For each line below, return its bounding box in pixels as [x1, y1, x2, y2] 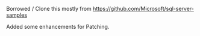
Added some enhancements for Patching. [6, 23, 110, 30]
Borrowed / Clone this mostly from [6, 5, 92, 12]
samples [6, 11, 28, 19]
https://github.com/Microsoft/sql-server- [92, 5, 195, 12]
